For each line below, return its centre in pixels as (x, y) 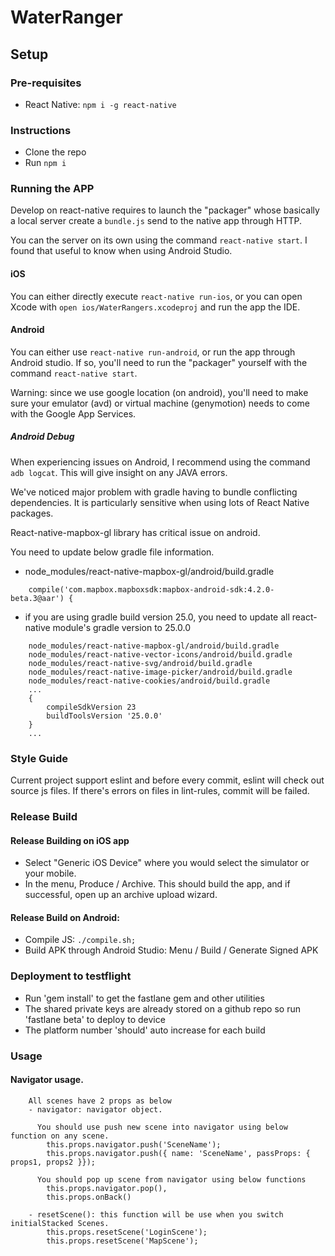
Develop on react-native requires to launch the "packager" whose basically (165, 210)
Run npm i (45, 163)
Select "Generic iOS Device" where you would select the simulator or (167, 863)
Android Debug (42, 437)
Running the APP (52, 189)
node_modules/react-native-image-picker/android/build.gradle (160, 672)
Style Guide (39, 758)
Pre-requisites (46, 83)
